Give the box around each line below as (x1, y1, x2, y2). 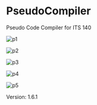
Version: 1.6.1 (6, 93, 37, 100)
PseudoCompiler (6, 4, 91, 18)
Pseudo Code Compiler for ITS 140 (6, 24, 92, 31)
